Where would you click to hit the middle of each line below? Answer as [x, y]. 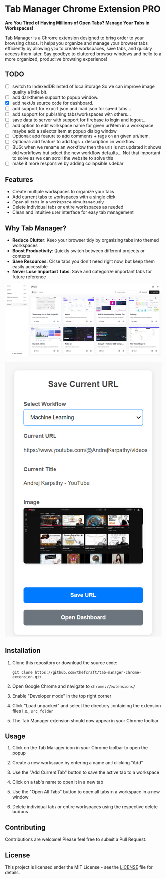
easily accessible [30, 267]
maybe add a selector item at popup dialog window [65, 131]
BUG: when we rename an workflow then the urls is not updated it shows [87, 147]
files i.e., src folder [33, 711]
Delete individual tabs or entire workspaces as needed [68, 207]
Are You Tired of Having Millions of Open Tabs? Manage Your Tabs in [77, 23]
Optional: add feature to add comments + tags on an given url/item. [81, 136]
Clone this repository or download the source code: [65, 662]
